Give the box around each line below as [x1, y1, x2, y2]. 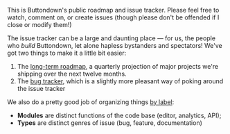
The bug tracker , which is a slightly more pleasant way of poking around [17, 77, 224, 85]
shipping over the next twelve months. [17, 69, 127, 78]
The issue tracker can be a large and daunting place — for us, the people [7, 34, 216, 42]
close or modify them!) [7, 21, 72, 28]
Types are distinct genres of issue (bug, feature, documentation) [17, 119, 203, 127]
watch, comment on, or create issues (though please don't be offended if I [7, 13, 220, 22]
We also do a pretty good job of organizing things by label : [7, 98, 175, 106]
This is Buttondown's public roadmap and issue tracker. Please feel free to [7, 6, 220, 14]
